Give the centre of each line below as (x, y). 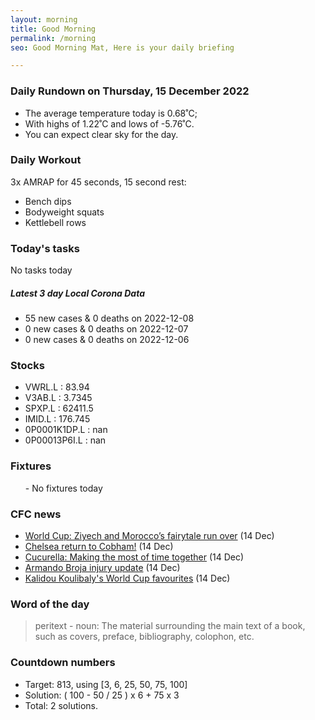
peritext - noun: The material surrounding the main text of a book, (170, 626)
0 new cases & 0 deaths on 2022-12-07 (106, 329)
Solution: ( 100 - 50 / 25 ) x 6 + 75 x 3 (102, 695)
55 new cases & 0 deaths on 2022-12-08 (109, 318)
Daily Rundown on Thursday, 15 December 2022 (130, 91)
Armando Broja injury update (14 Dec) (102, 567)
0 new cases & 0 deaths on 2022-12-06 (107, 340)
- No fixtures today (63, 488)
